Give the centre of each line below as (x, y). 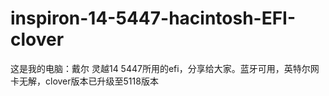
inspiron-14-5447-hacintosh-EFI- (153, 18)
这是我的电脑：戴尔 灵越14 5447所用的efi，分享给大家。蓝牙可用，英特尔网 (165, 68)
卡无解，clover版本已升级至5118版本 (84, 81)
